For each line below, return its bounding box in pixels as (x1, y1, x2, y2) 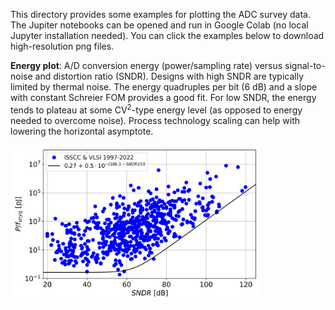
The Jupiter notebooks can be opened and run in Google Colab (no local (10, 19, 309, 31)
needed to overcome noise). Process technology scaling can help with (10, 114, 301, 126)
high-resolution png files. (10, 40, 115, 52)
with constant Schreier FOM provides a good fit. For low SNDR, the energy (10, 92, 317, 103)
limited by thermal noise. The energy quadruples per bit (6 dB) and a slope (10, 81, 318, 93)
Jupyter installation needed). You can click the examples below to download (10, 30, 325, 41)
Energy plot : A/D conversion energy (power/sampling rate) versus (10, 60, 283, 71)
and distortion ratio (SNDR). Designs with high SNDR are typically (34, 70, 305, 82)
